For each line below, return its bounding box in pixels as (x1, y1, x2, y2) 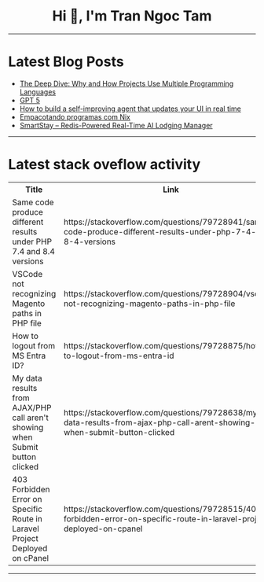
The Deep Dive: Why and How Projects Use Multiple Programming (19, 79, 234, 88)
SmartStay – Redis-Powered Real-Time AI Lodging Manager (19, 120, 214, 130)
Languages (19, 87, 57, 97)
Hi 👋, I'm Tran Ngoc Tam (52, 7, 212, 25)
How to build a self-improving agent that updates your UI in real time (19, 104, 242, 113)
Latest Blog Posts (8, 53, 124, 71)
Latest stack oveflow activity (8, 156, 201, 174)
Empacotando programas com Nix (19, 112, 131, 121)
